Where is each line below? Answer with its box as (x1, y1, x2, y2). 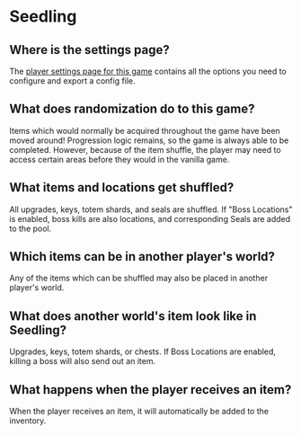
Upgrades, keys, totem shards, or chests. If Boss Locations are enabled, (9, 346, 277, 357)
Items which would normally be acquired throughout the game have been (9, 125, 280, 136)
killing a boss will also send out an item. (9, 356, 155, 367)
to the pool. (9, 223, 52, 234)
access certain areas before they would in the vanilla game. (9, 154, 230, 164)
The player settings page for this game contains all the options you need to (9, 66, 288, 76)
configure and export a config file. (9, 75, 137, 86)
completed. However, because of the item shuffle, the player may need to (9, 144, 281, 155)
